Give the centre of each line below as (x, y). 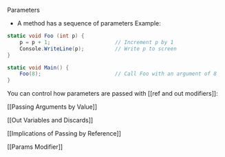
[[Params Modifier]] (35, 147)
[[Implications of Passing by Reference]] (64, 134)
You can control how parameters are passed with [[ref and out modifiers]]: (112, 94)
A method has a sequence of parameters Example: (89, 23)
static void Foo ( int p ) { (46, 36)
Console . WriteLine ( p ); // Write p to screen (98, 49)
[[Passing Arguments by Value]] (52, 107)
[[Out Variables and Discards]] (50, 121)
